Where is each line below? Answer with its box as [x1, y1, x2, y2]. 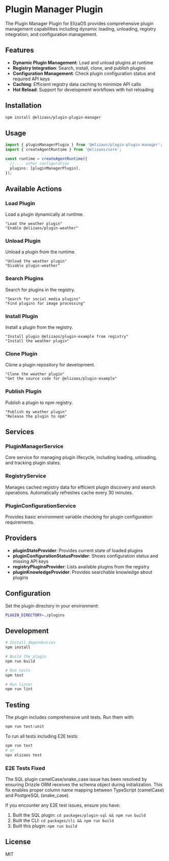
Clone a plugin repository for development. [5, 362, 95, 368]
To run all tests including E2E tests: [5, 733, 79, 739]
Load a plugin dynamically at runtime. [5, 211, 84, 217]
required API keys [12, 75, 50, 82]
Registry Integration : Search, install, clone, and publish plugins [12, 65, 146, 71]
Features [5, 46, 34, 54]
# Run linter [5, 682, 33, 687]
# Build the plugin [5, 654, 47, 659]
